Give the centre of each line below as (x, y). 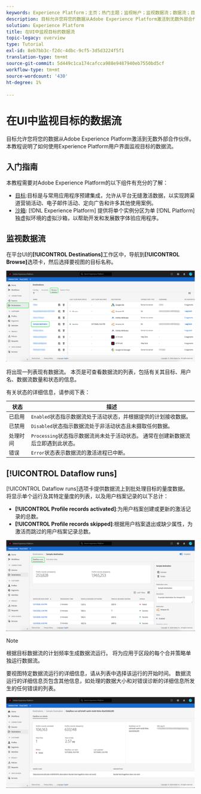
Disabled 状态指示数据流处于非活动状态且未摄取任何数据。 (102, 426)
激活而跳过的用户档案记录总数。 (54, 532)
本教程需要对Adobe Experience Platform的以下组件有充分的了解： (87, 183)
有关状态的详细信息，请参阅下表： (48, 392)
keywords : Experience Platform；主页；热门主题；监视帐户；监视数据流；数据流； (99, 13)
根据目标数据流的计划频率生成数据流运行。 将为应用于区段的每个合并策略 (96, 653)
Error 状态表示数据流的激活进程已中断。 (80, 452)
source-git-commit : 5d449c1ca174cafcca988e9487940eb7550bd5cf (85, 63)
